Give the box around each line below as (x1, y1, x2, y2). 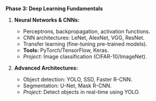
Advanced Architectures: (14, 64, 78, 71)
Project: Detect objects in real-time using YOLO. (23, 89, 140, 95)
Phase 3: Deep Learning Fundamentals (5, 5, 103, 12)
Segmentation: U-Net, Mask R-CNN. (23, 82, 112, 89)
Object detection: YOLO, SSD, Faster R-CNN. (23, 76, 133, 83)
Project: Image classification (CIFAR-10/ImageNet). (23, 53, 147, 60)
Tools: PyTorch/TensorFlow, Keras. (23, 47, 109, 54)
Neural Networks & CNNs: (14, 17, 80, 23)
